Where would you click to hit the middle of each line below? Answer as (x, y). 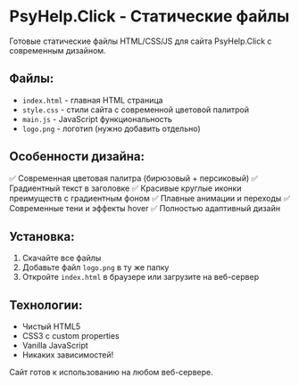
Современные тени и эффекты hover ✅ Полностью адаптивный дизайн (145, 208)
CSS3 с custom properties (71, 336)
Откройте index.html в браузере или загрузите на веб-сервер (141, 277)
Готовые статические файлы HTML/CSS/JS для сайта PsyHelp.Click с (141, 41)
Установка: (42, 237)
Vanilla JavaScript (55, 346)
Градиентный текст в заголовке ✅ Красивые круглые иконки (125, 188)
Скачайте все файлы (62, 258)
